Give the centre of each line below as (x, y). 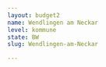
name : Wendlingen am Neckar (53, 23)
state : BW (23, 37)
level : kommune (32, 30)
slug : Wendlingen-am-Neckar (53, 44)
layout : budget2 (34, 15)
